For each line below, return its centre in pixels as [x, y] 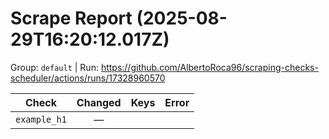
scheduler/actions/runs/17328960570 [88, 78]
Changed [99, 102]
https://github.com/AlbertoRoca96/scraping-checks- [209, 67]
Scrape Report [71, 18]
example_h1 [41, 119]
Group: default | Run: [54, 67]
